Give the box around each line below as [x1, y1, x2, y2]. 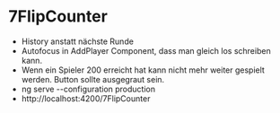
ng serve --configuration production [21, 83, 156, 94]
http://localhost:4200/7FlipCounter [21, 92, 151, 104]
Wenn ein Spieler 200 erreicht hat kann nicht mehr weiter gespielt [21, 65, 266, 75]
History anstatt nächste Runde [21, 36, 134, 47]
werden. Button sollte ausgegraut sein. [21, 74, 165, 84]
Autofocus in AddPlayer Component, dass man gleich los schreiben [21, 45, 271, 56]
